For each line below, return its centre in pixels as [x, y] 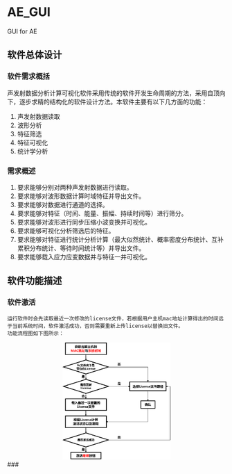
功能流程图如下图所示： [36, 333]
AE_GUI [29, 12]
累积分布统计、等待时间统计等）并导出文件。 [81, 248]
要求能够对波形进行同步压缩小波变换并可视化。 [84, 222]
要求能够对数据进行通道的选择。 [63, 204]
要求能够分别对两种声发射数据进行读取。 [75, 187]
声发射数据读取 [38, 116]
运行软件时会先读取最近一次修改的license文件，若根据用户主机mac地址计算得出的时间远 [115, 318]
